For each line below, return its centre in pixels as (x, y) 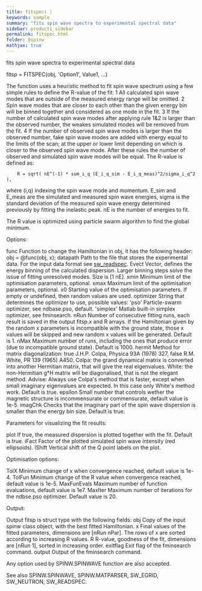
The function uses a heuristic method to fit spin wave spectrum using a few (100, 86)
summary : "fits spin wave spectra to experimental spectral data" (91, 23)
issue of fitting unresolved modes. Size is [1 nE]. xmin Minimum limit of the (99, 277)
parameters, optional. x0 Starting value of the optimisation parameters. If (96, 289)
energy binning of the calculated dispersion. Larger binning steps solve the (99, 270)
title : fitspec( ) (29, 12)
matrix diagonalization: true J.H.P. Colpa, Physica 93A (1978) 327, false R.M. (101, 353)
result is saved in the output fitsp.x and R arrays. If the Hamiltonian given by (100, 321)
